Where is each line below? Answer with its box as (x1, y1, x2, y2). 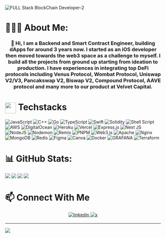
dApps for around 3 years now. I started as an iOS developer (9, 46, 157, 53)
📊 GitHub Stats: (5, 153, 73, 164)
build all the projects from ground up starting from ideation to (8, 59, 158, 66)
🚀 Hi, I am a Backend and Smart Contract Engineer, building (10, 40, 156, 47)
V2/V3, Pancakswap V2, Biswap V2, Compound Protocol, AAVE (5, 77, 161, 84)
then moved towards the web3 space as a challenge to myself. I (5, 52, 161, 59)
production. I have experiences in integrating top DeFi (17, 65, 149, 72)
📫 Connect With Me (5, 192, 90, 203)
